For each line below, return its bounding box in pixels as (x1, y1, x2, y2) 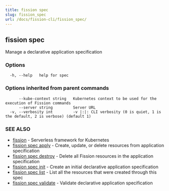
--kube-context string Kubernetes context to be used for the (18, 96, 157, 101)
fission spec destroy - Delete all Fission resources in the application (12, 153, 154, 159)
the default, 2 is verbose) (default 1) (5, 114, 92, 119)
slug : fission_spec (5, 12, 46, 17)
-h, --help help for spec (10, 73, 69, 78)
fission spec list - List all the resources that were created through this (12, 169, 157, 175)
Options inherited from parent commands (5, 84, 109, 91)
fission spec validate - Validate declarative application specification (12, 180, 153, 186)
